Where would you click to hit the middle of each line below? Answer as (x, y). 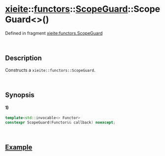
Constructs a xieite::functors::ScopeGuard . (50, 70)
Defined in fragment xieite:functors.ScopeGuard (54, 33)
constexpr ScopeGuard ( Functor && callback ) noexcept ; (60, 123)
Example (19, 147)
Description (23, 58)
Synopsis (20, 95)
